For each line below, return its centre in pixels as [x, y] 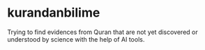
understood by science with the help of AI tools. [76, 39]
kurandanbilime [54, 13]
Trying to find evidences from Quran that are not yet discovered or [102, 32]
